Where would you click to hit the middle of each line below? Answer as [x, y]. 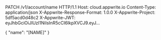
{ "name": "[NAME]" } [27, 32]
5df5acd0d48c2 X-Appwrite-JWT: [40, 18]
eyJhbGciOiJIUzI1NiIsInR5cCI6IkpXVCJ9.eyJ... [53, 23]
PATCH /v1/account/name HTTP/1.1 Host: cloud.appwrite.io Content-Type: [80, 7]
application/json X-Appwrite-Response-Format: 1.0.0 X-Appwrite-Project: [80, 12]
